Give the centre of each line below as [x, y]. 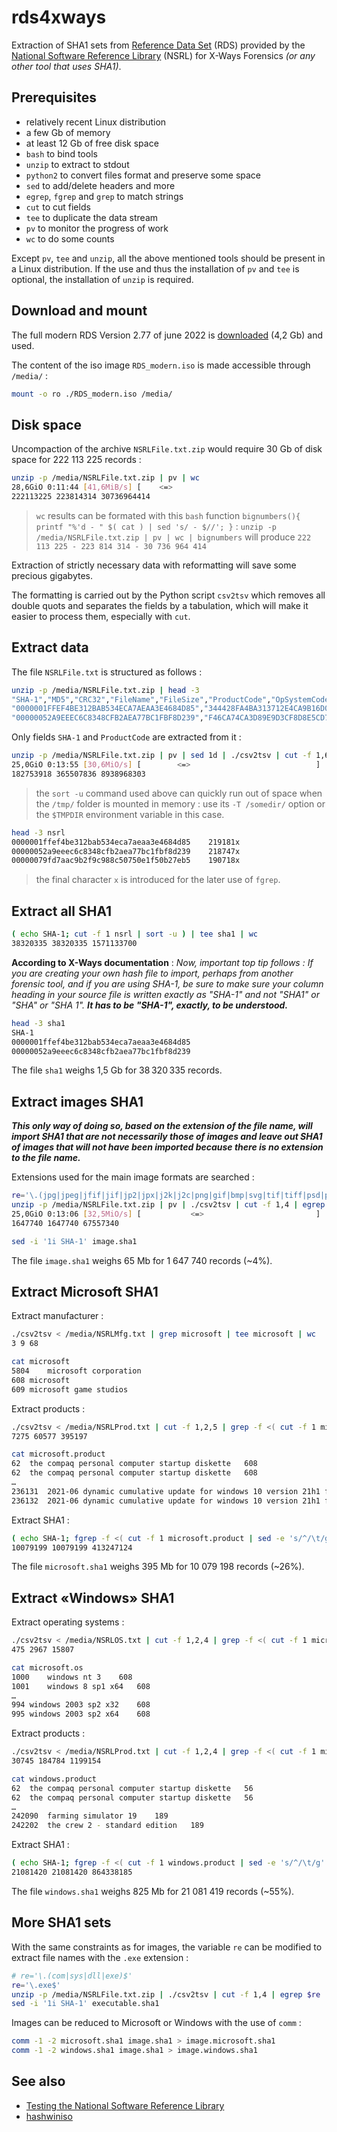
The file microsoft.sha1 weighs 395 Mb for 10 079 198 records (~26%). [158, 1567]
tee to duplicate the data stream [92, 217]
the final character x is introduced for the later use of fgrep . [158, 880]
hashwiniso [49, 2116]
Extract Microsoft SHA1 [85, 1291]
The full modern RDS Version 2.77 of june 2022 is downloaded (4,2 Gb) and [167, 335]
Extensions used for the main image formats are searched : [133, 1177]
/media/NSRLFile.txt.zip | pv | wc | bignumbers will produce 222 [173, 537]
